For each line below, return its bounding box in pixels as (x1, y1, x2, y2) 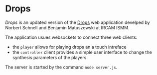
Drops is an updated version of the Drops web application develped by (5, 19, 151, 25)
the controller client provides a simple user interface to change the (12, 49, 152, 55)
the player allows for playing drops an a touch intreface (12, 44, 127, 50)
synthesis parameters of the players (12, 54, 87, 60)
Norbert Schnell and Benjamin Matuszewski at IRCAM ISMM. (5, 24, 130, 30)
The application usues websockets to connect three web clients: (5, 34, 138, 40)
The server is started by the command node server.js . (5, 64, 118, 70)
